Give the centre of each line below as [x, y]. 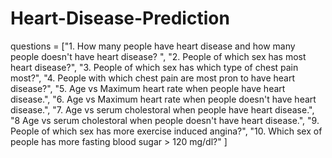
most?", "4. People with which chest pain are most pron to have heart [152, 78]
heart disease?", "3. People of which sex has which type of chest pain [154, 67]
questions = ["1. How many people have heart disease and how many [153, 46]
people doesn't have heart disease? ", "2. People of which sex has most [158, 56]
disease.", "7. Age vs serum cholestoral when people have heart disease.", [162, 109]
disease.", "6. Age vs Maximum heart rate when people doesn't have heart [163, 99]
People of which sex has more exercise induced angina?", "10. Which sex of [166, 131]
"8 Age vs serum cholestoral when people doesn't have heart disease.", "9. [165, 120]
